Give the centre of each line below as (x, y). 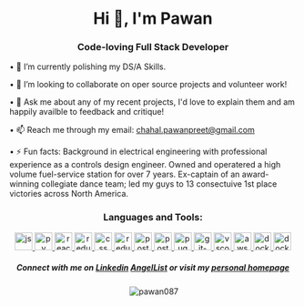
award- (255, 174)
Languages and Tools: (153, 218)
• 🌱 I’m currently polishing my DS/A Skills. (88, 66)
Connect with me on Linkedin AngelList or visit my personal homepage (153, 268)
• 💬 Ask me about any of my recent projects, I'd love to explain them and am (152, 102)
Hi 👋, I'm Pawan (153, 19)
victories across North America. (69, 194)
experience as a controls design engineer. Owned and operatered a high (145, 165)
